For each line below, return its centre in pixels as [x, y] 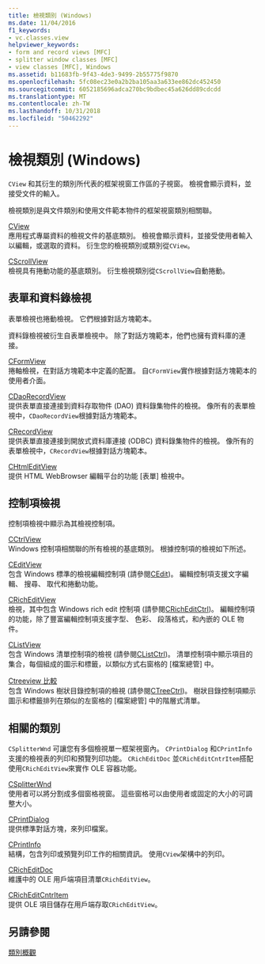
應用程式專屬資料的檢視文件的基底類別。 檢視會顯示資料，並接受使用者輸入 [131, 235]
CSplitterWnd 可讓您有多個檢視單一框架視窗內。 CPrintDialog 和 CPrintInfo [131, 749]
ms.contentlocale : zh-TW [49, 104]
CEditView [25, 565]
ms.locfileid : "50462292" [51, 119]
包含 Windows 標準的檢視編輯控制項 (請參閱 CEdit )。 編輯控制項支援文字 [125, 574]
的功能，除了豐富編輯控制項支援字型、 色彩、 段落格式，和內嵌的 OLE [122, 619]
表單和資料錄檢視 [50, 298]
